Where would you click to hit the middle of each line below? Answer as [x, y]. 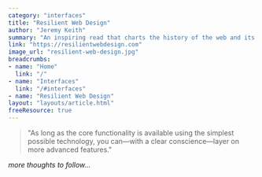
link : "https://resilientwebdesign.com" [76, 45]
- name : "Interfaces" [44, 81]
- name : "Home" [33, 67]
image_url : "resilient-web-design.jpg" [74, 52]
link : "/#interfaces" [51, 88]
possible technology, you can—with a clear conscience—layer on [133, 141]
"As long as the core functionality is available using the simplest [131, 133]
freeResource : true [40, 111]
